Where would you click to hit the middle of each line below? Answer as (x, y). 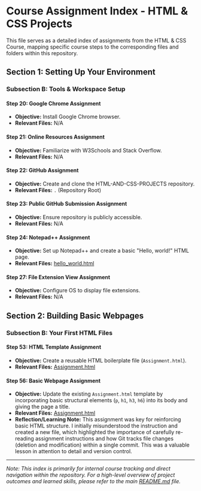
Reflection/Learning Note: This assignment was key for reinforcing (98, 420)
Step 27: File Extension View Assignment (58, 277)
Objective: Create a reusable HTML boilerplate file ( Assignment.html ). (100, 360)
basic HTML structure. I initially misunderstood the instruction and (96, 426)
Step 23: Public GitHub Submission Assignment (67, 204)
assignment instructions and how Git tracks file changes (104, 439)
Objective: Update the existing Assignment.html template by (89, 394)
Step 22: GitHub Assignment (42, 170)
